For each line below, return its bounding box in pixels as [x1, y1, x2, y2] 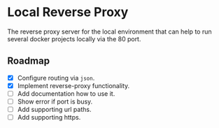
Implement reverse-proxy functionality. [17, 81, 130, 90]
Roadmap [7, 55, 50, 67]
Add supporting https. [17, 113, 81, 122]
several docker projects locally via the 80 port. [7, 34, 141, 43]
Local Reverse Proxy [7, 4, 129, 20]
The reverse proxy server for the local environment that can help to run [7, 27, 212, 36]
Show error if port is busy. [17, 97, 93, 106]
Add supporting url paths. [17, 106, 92, 113]
